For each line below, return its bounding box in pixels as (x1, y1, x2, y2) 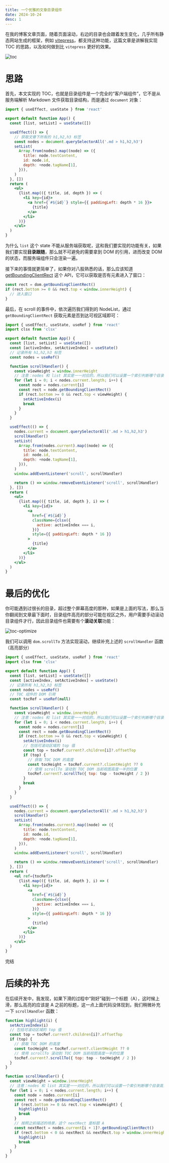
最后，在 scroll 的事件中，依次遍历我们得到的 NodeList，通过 (5, 306, 132, 312)
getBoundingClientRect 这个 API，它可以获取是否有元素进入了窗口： (5, 272, 147, 278)
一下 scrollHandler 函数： (5, 1008, 59, 1014)
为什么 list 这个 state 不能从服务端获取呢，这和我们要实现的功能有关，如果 (5, 243, 162, 249)
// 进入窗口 (10, 292, 32, 297)
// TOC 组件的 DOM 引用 (10, 692, 56, 697)
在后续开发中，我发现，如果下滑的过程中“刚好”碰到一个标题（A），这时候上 (5, 995, 160, 1001)
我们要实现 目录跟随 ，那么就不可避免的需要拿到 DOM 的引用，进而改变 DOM (5, 249, 162, 255)
